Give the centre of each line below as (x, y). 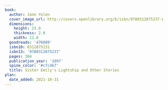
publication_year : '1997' (36, 61)
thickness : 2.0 (30, 33)
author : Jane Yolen (30, 14)
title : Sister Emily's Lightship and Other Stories (64, 70)
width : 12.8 (26, 38)
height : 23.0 (27, 28)
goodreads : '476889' (31, 42)
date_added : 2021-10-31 (34, 79)
